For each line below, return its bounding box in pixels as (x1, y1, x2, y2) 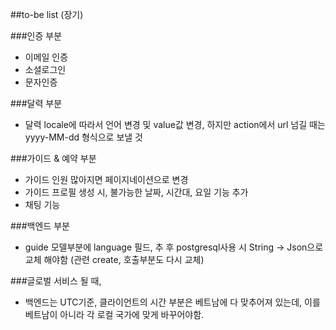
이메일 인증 (24, 51, 69, 63)
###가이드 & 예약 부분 (10, 153, 97, 164)
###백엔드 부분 (10, 220, 70, 232)
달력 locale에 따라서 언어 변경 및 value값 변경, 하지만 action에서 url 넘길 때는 (24, 119, 326, 130)
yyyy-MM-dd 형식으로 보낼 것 (24, 131, 144, 143)
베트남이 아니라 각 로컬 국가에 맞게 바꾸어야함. (24, 309, 205, 320)
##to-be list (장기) (10, 9, 84, 20)
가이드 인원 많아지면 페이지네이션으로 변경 (24, 174, 189, 185)
